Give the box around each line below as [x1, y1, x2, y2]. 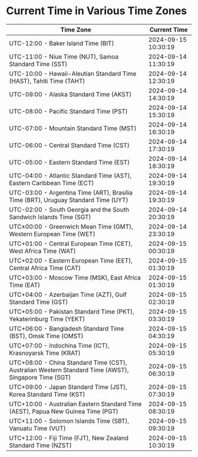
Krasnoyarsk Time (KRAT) [9, 349, 81, 357]
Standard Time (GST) [9, 297, 68, 306]
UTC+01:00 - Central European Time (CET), [9, 239, 133, 248]
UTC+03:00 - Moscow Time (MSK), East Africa [9, 273, 141, 281]
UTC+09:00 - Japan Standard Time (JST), [9, 383, 128, 391]
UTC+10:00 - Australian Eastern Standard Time [9, 400, 142, 408]
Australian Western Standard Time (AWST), [9, 365, 129, 374]
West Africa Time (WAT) [9, 247, 77, 255]
